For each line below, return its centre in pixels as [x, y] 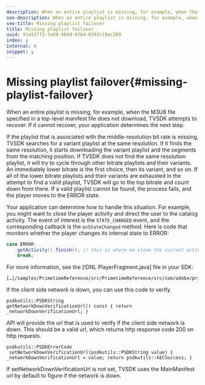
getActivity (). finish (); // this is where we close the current [101, 250]
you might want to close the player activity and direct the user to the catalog [102, 213]
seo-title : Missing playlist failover [56, 23]
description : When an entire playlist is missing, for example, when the [102, 12]
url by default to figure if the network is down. [64, 376]
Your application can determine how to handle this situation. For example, [99, 207]
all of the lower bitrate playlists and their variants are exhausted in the [94, 175]
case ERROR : [21, 244]
